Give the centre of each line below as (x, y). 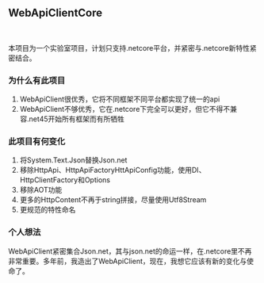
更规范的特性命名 (48, 210)
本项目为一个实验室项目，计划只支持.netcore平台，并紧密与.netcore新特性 (129, 48)
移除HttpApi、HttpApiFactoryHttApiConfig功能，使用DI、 (113, 170)
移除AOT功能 (41, 190)
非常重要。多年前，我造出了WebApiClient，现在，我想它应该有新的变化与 (128, 261)
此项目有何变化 (37, 142)
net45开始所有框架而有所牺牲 (77, 119)
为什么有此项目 (37, 80)
